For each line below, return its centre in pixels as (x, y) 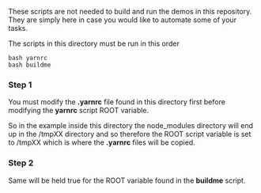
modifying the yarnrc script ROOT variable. (79, 111)
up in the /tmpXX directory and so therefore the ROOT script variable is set (130, 134)
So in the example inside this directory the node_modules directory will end (131, 126)
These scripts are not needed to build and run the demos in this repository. (130, 11)
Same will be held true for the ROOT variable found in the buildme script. (127, 180)
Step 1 (20, 85)
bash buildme (30, 65)
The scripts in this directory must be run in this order (94, 44)
